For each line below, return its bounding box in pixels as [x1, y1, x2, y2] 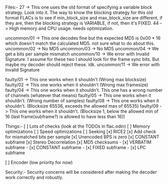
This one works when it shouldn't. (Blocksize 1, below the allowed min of [9, 108, 158, 114]
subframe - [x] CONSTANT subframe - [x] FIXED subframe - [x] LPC [5, 145, 146, 150]
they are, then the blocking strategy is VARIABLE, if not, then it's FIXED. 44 [5, 20, 159, 26]
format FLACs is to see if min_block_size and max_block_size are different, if [5, 15, 162, 20]
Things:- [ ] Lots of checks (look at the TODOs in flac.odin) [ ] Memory [5, 123, 150, 129]
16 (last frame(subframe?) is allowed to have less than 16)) [5, 114, 125, 119]
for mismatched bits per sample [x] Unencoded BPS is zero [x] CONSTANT [5, 134, 159, 140]
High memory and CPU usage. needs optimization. [9, 25, 113, 31]
